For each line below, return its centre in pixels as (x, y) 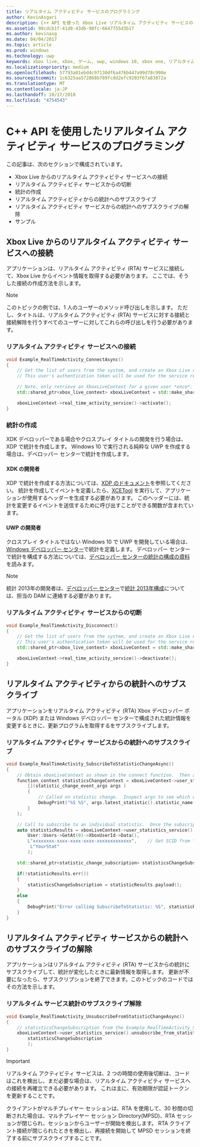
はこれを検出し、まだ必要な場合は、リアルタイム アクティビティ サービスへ (99, 1080)
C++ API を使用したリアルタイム (86, 131)
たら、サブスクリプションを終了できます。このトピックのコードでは (110, 979)
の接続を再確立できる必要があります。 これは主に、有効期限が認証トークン (98, 1088)
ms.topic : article (29, 45)
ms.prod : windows (28, 51)
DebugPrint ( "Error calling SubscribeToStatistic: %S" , (97, 907)
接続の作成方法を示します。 (50, 283)
